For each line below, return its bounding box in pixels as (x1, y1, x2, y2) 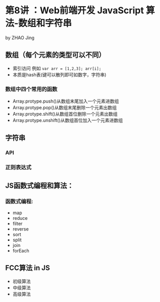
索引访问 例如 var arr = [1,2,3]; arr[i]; (12, 65, 102, 71)
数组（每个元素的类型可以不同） (5, 51, 106, 59)
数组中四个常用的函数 (5, 85, 57, 92)
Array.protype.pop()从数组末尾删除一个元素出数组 (12, 105, 117, 111)
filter (12, 220, 23, 226)
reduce (12, 215, 28, 221)
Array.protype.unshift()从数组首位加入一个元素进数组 (12, 117, 123, 123)
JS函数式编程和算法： (5, 181, 74, 190)
